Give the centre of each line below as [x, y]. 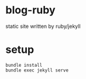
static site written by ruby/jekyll [43, 26]
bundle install [24, 65]
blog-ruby [31, 10]
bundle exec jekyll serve [37, 70]
